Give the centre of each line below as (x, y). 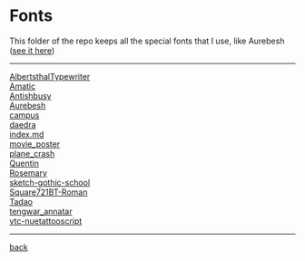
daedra (23, 124)
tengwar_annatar (41, 211)
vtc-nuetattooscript (46, 221)
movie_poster (35, 144)
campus (25, 115)
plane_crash (32, 153)
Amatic (23, 86)
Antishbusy (30, 95)
